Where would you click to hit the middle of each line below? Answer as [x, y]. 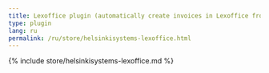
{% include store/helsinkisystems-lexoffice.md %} [91, 61]
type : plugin [30, 23]
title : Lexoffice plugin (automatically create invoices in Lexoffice [128, 16]
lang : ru [23, 30]
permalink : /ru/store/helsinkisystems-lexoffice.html [100, 38]
